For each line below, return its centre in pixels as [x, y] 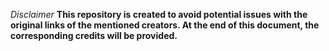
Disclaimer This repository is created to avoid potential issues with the [159, 14]
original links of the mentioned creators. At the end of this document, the [165, 25]
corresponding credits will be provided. [94, 35]
